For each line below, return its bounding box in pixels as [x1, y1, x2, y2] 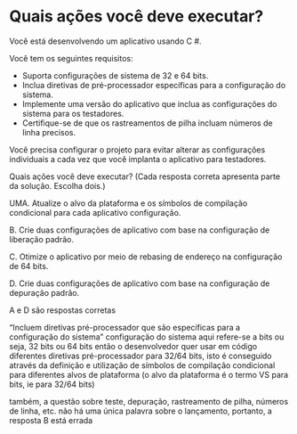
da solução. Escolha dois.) [9, 180, 106, 191]
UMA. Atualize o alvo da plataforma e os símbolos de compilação [9, 198, 248, 209]
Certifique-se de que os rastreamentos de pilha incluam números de [21, 118, 273, 128]
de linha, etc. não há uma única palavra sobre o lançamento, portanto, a [9, 405, 273, 416]
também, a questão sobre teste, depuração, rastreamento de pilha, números [9, 396, 289, 406]
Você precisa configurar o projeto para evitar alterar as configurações [9, 144, 266, 155]
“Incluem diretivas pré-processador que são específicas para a [9, 322, 241, 332]
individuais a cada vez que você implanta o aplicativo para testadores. [9, 153, 267, 164]
